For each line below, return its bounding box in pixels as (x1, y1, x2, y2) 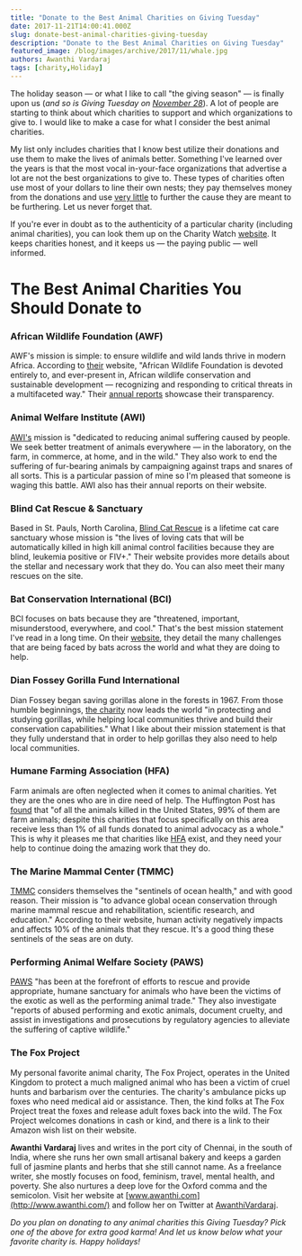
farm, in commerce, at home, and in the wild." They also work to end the (10, 451, 278, 462)
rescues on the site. (10, 570, 84, 581)
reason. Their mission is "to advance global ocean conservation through (10, 895, 278, 906)
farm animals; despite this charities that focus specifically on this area (10, 814, 269, 825)
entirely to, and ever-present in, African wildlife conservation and (10, 370, 251, 381)
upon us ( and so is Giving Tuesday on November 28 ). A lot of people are (10, 97, 280, 108)
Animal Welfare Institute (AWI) (10, 411, 147, 424)
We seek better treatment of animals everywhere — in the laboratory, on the (10, 441, 292, 452)
